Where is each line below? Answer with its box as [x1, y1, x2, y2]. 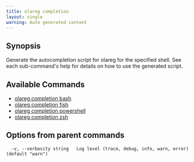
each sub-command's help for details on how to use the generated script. [6, 62, 183, 70]
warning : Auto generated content [6, 19, 87, 25]
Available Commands [6, 79, 85, 89]
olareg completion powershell [14, 107, 86, 114]
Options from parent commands [6, 131, 125, 140]
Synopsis [6, 41, 41, 51]
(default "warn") [6, 151, 48, 157]
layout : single [6, 14, 43, 20]
